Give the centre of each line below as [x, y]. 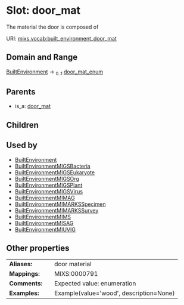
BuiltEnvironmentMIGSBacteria [52, 166]
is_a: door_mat [32, 106]
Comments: [26, 284]
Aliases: [21, 264]
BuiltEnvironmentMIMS [43, 217]
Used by [22, 145]
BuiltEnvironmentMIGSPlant [49, 185]
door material [73, 264]
